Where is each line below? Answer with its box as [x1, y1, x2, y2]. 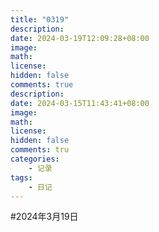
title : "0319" [10, 14, 70, 25]
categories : [10, 154, 60, 164]
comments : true [10, 80, 74, 90]
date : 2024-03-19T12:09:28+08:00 [10, 33, 150, 43]
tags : [10, 172, 33, 183]
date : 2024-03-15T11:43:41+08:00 [10, 98, 150, 108]
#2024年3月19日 [10, 211, 79, 223]
